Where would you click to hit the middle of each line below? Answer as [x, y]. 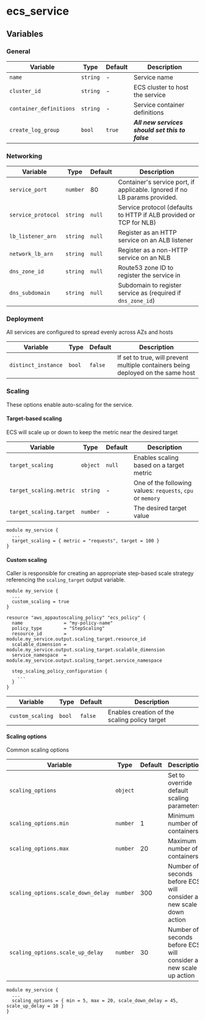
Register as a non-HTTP [153, 250]
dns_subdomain [30, 293]
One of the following [163, 482]
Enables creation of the [141, 712]
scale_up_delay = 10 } [35, 1006]
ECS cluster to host [161, 87]
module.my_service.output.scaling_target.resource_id [76, 639]
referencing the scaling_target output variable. [66, 580]
